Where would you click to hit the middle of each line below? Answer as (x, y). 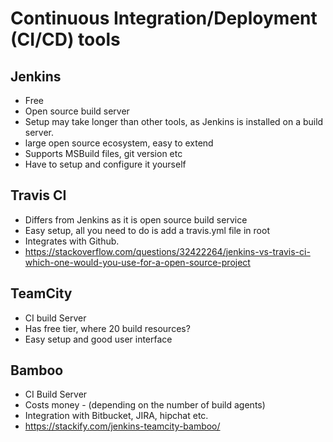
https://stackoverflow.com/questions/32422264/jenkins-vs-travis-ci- (167, 251)
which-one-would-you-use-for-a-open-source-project (137, 262)
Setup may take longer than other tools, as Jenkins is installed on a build (174, 121)
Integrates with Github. (72, 241)
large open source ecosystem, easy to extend (119, 143)
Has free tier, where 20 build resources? (107, 328)
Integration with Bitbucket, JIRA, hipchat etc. (116, 416)
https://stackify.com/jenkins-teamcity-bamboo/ (122, 426)
